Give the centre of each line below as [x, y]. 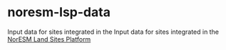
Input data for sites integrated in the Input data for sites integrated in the [113, 32]
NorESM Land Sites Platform [49, 39]
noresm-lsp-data [59, 12]
